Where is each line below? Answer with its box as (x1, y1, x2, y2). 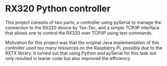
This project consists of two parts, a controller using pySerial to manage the (5, 19, 161, 25)
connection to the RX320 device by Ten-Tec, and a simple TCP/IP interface (5, 24, 160, 30)
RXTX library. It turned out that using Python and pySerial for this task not (5, 50, 156, 56)
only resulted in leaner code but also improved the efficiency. (5, 55, 131, 61)
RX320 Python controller (5, 3, 111, 14)
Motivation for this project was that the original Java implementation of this (5, 39, 159, 45)
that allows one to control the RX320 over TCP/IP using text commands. (5, 30, 153, 36)
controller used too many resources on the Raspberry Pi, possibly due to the (5, 45, 162, 51)
